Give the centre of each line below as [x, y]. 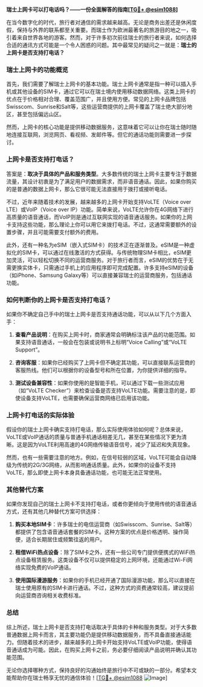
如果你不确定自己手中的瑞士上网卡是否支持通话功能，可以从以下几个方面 [96, 314]
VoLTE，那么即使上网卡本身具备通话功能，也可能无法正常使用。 [85, 473]
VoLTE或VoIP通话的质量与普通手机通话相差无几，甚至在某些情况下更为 [94, 437]
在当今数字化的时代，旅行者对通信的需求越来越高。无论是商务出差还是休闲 [99, 22]
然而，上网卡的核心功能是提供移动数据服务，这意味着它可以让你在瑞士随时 [99, 127]
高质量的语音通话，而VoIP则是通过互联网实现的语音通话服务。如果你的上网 [99, 217]
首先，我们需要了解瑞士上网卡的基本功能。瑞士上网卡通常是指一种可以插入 [99, 84]
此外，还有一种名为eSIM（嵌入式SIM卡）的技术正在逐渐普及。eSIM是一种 [98, 245]
